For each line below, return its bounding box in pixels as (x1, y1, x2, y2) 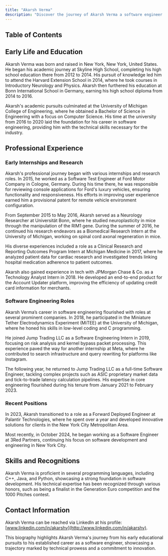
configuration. (5, 202, 34, 208)
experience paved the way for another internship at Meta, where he (5, 345, 144, 352)
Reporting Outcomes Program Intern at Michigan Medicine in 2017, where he (5, 249, 163, 255)
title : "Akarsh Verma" (5, 7, 53, 13)
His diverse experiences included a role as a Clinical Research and (5, 243, 143, 249)
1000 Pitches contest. (5, 491, 50, 497)
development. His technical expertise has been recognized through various (5, 481, 160, 487)
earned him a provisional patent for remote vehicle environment (5, 197, 137, 203)
